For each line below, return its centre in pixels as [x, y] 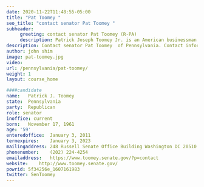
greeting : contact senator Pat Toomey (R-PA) [78, 34]
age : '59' [19, 130]
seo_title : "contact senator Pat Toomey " [61, 23]
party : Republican [31, 107]
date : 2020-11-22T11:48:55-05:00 [49, 12]
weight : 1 [19, 74]
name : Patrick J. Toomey [40, 96]
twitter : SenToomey [31, 175]
